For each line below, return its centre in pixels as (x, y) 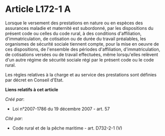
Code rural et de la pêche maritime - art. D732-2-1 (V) (67, 128)
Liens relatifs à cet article (32, 89)
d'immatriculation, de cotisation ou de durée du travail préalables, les (76, 39)
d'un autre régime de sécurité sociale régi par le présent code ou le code (80, 60)
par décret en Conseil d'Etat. (34, 80)
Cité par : (14, 118)
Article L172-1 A (38, 9)
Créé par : (15, 99)
